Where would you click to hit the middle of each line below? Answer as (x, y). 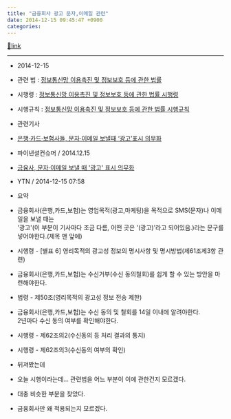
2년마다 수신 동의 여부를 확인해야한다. (68, 320)
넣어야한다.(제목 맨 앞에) (49, 236)
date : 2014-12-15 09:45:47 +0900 (55, 20)
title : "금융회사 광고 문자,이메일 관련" (58, 13)
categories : (24, 26)
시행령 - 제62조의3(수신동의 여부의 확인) (71, 350)
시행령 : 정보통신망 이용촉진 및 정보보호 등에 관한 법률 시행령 (98, 94)
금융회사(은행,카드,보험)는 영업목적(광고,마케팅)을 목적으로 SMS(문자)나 (113, 210)
